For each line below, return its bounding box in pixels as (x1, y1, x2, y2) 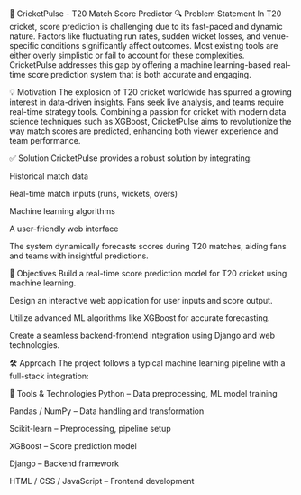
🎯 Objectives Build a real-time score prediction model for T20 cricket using (9, 268, 287, 278)
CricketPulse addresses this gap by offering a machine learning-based (9, 60, 272, 70)
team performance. (9, 135, 81, 145)
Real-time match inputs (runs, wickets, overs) (9, 189, 178, 199)
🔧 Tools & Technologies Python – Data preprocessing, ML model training (9, 388, 278, 398)
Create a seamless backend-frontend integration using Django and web (9, 330, 276, 341)
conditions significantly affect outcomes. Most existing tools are (41, 41, 278, 51)
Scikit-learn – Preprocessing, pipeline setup (9, 424, 171, 434)
